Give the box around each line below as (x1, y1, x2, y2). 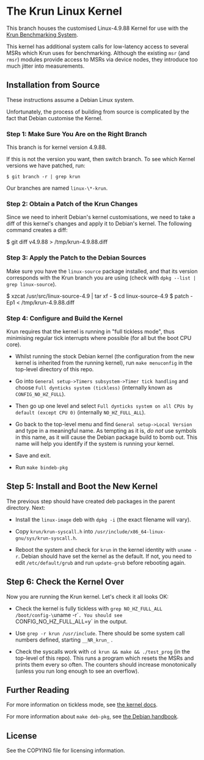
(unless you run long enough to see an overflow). (15, 667, 139, 675)
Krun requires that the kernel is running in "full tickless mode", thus (6, 328, 175, 335)
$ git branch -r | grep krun (6, 174, 81, 180)
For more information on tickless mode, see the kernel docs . (6, 701, 158, 709)
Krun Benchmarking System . (6, 31, 78, 38)
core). (6, 341, 21, 348)
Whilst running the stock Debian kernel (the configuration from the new (15, 352, 195, 360)
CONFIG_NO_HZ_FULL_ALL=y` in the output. (15, 618, 128, 625)
